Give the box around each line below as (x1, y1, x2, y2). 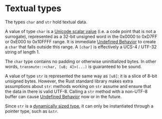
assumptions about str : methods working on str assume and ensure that (5, 83, 151, 89)
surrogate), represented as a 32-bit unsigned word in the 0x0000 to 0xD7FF (5, 34, 158, 39)
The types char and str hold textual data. (5, 19, 87, 25)
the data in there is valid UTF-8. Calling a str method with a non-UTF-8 (5, 88, 148, 94)
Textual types (5, 3, 62, 14)
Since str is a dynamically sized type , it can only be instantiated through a (5, 103, 154, 109)
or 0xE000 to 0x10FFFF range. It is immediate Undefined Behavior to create (5, 38, 156, 44)
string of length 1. (5, 49, 40, 55)
